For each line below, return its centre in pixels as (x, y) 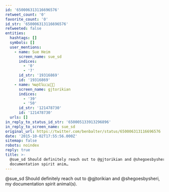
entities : (16, 33)
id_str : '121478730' (40, 108)
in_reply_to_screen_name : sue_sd (40, 127)
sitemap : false (21, 141)
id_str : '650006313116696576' (37, 24)
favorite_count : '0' (27, 19)
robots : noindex (22, 146)
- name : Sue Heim (32, 52)
